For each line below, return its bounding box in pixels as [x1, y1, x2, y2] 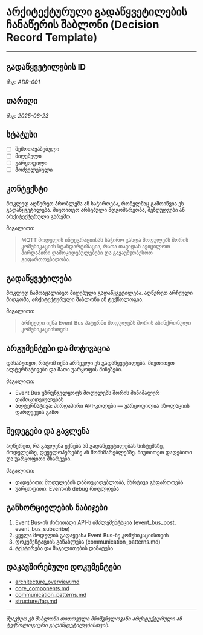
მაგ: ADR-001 [6, 78, 40, 85]
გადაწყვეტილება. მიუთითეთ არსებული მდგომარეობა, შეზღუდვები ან [6, 207, 185, 214]
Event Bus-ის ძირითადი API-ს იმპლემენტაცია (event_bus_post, [14, 519, 176, 526]
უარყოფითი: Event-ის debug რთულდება [14, 485, 120, 492]
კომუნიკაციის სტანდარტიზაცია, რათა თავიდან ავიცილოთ [21, 243, 170, 250]
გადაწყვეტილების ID [6, 62, 86, 73]
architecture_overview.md [14, 578, 80, 585]
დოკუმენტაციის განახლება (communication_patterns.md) [14, 538, 161, 545]
